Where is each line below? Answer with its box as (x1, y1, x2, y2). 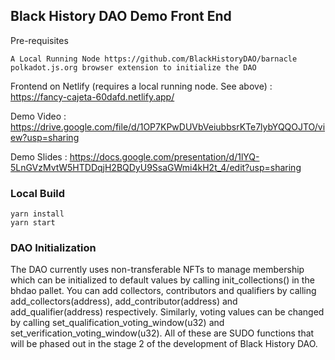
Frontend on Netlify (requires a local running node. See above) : (10, 80, 273, 92)
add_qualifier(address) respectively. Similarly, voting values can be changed (10, 306, 325, 318)
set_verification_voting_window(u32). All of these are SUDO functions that (10, 327, 315, 339)
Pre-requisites (10, 34, 69, 46)
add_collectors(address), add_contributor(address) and (10, 295, 238, 308)
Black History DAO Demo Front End (10, 8, 232, 25)
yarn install (10, 209, 65, 219)
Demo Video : (10, 110, 67, 122)
